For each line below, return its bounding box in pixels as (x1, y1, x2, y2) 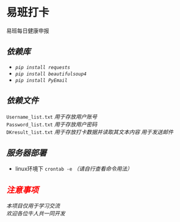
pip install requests (15, 64, 70, 70)
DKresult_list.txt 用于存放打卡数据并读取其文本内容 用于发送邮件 (6, 128, 174, 135)
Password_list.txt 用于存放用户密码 (6, 120, 98, 128)
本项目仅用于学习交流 (6, 202, 60, 210)
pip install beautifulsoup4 (15, 71, 87, 77)
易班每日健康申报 (6, 27, 49, 34)
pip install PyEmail (15, 77, 68, 83)
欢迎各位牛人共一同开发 (6, 210, 65, 217)
